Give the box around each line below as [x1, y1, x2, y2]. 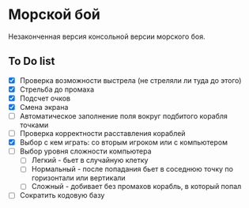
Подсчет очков [19, 93, 71, 103]
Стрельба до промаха [19, 85, 95, 94]
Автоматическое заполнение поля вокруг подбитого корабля [19, 112, 228, 120]
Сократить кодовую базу [19, 191, 105, 200]
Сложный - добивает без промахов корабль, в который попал [31, 182, 242, 191]
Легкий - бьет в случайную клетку [31, 156, 149, 165]
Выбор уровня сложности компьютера [19, 146, 152, 156]
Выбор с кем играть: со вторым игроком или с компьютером [19, 138, 228, 147]
